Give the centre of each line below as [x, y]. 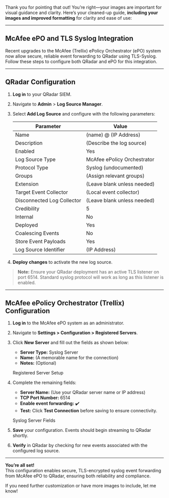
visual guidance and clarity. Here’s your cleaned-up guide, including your [82, 13]
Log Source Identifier [40, 249]
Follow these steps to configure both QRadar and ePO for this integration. [81, 61]
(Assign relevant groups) [115, 176]
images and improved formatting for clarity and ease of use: [69, 18]
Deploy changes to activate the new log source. [62, 262]
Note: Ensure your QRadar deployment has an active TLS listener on [88, 271]
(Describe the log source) [116, 143]
